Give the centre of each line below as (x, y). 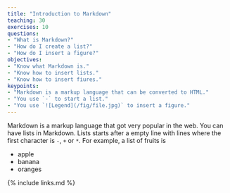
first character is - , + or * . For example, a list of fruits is (87, 140)
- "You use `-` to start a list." (58, 99)
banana (28, 161)
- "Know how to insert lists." (53, 73)
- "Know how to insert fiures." (55, 79)
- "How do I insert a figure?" (53, 54)
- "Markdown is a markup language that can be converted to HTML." (108, 92)
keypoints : (23, 86)
